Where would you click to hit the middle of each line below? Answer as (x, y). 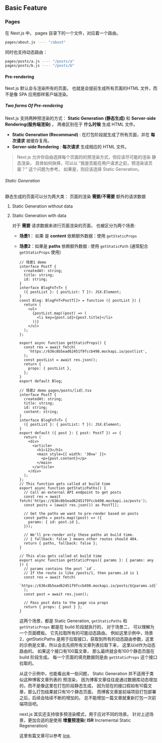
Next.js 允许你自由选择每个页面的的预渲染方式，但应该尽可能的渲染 (84, 157)
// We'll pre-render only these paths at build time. (79, 535)
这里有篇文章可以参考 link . (45, 735)
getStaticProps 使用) (40, 252)
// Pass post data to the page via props (66, 603)
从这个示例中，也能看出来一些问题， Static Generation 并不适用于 (84, 673)
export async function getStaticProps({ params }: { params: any (86, 560)
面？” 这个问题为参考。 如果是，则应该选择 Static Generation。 (79, 169)
